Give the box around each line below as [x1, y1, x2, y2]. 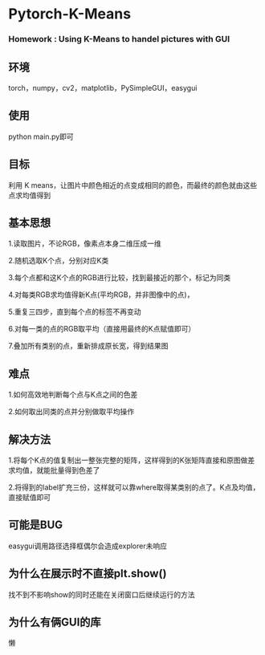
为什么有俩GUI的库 [8, 616, 102, 629]
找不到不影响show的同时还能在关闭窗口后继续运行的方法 [8, 589, 195, 599]
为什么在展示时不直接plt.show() [8, 567, 167, 580]
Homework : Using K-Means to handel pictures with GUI [8, 34, 230, 45]
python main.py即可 [8, 132, 74, 141]
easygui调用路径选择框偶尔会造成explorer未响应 [8, 541, 167, 551]
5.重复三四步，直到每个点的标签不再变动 [8, 307, 141, 317]
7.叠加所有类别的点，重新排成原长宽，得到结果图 [8, 341, 169, 351]
